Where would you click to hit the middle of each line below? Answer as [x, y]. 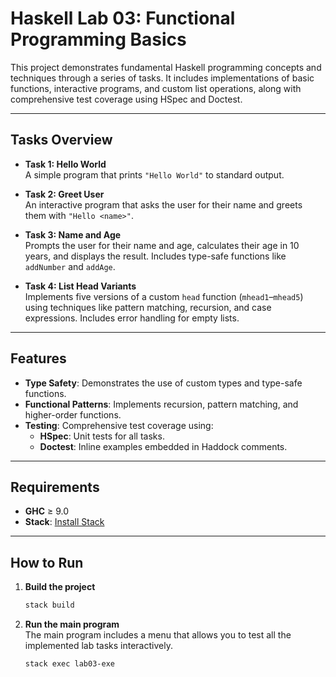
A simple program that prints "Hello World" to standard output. [154, 174]
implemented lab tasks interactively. [98, 646]
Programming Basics [98, 39]
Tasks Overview [61, 140]
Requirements [55, 487]
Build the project [60, 587]
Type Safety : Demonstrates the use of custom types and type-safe [163, 383]
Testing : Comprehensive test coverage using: [119, 425]
